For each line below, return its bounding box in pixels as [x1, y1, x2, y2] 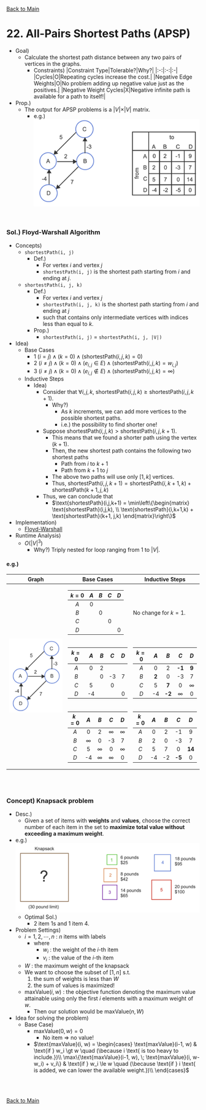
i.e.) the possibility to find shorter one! [61, 421, 158, 428]
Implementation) [15, 519, 57, 526]
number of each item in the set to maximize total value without [24, 824, 185, 831]
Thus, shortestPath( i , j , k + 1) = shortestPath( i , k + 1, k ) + [51, 479, 192, 487]
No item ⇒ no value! [42, 1034, 94, 1041]
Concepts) [15, 242, 42, 249]
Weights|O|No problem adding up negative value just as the [33, 79, 185, 87]
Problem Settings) [15, 926, 61, 934]
